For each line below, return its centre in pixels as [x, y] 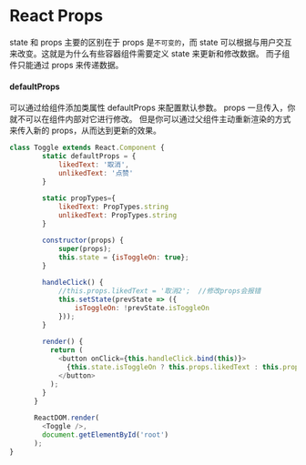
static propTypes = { [79, 198]
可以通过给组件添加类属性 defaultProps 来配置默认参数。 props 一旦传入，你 [153, 108]
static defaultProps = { [89, 157]
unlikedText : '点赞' [96, 173]
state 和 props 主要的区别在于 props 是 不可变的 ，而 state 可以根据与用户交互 [151, 42]
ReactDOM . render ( [66, 418]
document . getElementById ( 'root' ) [106, 435]
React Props [56, 16]
